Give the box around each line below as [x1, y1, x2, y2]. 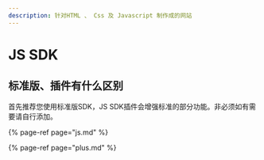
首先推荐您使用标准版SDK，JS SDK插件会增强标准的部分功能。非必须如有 [8, 101, 249, 111]
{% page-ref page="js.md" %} [8, 128, 109, 137]
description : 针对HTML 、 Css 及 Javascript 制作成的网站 [8, 11, 192, 20]
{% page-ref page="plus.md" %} [8, 143, 117, 152]
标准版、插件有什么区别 [8, 79, 123, 93]
